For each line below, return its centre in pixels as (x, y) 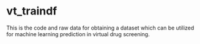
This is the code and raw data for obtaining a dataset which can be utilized (100, 28)
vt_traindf (32, 11)
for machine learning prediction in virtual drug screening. (78, 34)
